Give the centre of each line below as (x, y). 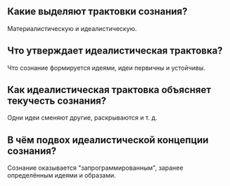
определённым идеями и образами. (62, 175)
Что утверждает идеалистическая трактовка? (115, 51)
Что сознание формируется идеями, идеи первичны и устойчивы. (107, 68)
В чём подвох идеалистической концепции (108, 140)
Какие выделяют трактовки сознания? (97, 12)
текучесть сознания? (57, 101)
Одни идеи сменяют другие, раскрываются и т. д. (82, 118)
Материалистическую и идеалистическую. (72, 28)
